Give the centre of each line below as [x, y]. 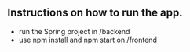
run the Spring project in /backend [74, 31]
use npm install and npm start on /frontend [88, 40]
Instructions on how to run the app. [95, 13]
